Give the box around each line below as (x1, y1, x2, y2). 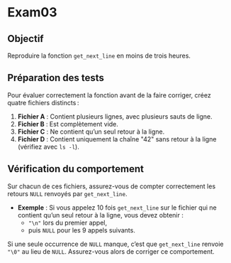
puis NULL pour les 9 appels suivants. (28, 225, 136, 235)
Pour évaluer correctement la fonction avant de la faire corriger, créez (7, 90, 211, 100)
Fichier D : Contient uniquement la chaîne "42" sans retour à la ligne (17, 134, 217, 143)
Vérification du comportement (7, 163, 144, 175)
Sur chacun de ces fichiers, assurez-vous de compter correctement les (7, 182, 216, 190)
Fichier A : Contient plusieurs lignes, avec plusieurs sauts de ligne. (17, 112, 213, 121)
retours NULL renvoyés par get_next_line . (7, 189, 128, 198)
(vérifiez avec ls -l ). (17, 142, 79, 151)
